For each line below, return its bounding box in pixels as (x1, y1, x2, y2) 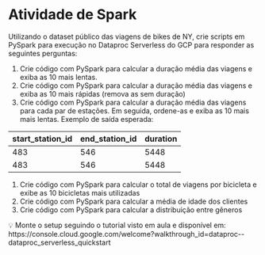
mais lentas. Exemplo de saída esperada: (19, 114, 154, 124)
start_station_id (12, 133, 73, 144)
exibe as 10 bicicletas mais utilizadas (19, 188, 140, 197)
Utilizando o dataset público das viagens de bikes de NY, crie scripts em (8, 32, 245, 41)
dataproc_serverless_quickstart (8, 238, 111, 247)
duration (144, 133, 178, 144)
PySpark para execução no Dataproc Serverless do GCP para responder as (8, 40, 255, 49)
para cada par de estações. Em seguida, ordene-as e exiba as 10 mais (19, 105, 250, 116)
